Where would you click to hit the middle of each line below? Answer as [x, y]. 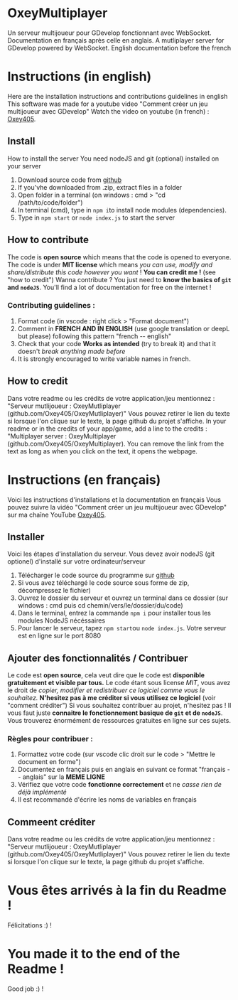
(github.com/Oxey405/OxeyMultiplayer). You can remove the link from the [116, 443]
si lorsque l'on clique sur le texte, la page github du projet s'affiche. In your [117, 421]
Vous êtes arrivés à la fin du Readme [117, 891]
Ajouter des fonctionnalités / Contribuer [98, 658]
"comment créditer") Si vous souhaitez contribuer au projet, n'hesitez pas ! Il [119, 706]
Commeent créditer [52, 822]
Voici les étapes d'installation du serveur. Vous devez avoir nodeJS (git [111, 554]
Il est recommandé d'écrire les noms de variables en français [107, 800]
